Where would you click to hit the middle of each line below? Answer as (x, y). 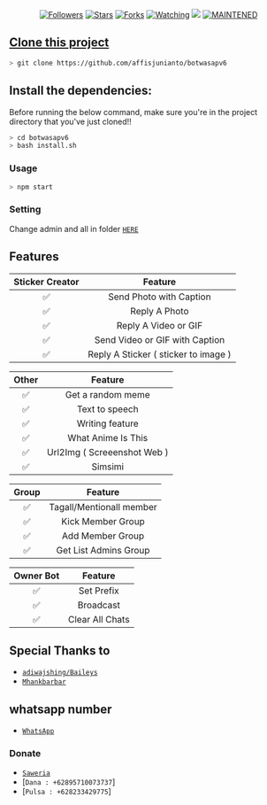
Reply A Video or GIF (160, 325)
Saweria (36, 774)
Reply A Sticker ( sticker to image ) (160, 354)
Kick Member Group (103, 521)
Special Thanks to (60, 650)
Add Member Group (103, 536)
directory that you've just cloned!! (71, 121)
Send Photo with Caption (159, 297)
